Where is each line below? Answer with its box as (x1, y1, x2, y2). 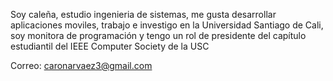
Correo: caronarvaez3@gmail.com (10, 60, 153, 71)
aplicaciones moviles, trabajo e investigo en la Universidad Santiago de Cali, (10, 19, 324, 31)
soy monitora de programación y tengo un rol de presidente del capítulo (10, 30, 307, 41)
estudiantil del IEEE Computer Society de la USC (10, 40, 210, 52)
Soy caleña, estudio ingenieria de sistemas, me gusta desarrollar (10, 9, 277, 20)
